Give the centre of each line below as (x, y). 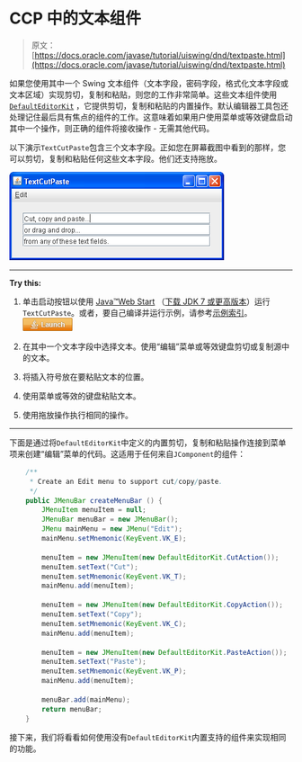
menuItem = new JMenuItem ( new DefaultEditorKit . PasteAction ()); (164, 652)
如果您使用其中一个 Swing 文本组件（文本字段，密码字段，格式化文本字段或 (149, 83)
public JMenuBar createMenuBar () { (94, 500)
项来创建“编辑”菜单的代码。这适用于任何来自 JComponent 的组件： (127, 453)
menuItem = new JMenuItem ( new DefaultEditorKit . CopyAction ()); (162, 605)
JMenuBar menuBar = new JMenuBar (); (110, 520)
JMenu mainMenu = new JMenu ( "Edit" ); (112, 529)
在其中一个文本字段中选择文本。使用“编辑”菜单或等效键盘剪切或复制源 (152, 346)
